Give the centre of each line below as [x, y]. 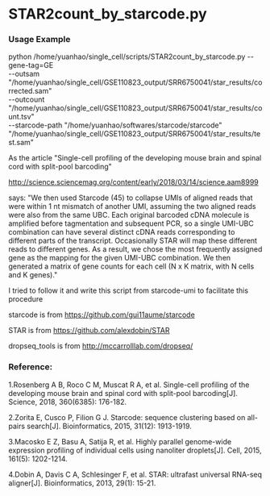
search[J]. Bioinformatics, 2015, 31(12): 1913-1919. [109, 426]
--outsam [24, 74]
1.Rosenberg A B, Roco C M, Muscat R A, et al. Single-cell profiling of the [129, 385]
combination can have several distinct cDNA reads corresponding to [122, 232]
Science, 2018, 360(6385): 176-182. [68, 402]
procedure [26, 299]
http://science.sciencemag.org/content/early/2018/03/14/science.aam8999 [134, 182]
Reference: [31, 367]
